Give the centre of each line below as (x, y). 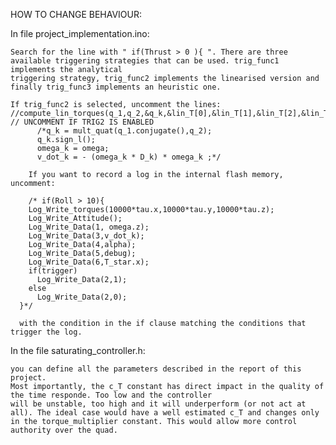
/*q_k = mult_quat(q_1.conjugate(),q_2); (124, 131)
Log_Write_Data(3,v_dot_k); (86, 236)
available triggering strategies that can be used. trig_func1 (145, 61)
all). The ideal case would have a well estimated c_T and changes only (165, 413)
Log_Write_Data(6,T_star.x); (89, 262)
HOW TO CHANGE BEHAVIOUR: (76, 14)
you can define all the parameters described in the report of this (156, 369)
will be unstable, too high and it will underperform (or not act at (158, 404)
